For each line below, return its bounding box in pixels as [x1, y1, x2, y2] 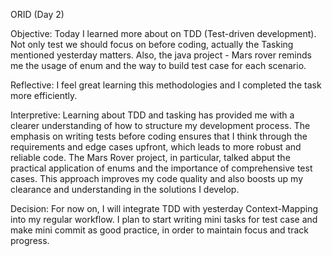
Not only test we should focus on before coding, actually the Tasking [10, 39, 294, 50]
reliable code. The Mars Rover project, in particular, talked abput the [10, 152, 291, 163]
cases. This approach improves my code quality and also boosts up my [10, 173, 303, 184]
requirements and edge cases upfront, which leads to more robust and [10, 141, 302, 153]
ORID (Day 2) [10, 9, 65, 20]
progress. [10, 235, 50, 246]
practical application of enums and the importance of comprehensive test [10, 162, 313, 174]
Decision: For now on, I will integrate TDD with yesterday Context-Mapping [10, 203, 319, 214]
